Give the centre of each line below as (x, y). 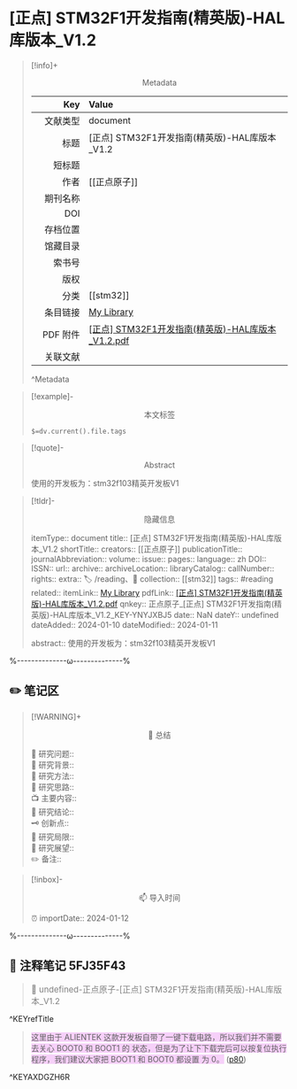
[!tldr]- (43, 500)
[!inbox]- (47, 879)
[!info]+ (45, 65)
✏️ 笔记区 (34, 691)
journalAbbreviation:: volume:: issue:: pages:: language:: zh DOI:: (148, 559)
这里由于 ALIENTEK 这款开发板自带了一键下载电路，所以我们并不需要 (156, 1037)
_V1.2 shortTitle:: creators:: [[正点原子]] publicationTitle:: (141, 549)
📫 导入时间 (160, 897)
